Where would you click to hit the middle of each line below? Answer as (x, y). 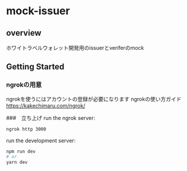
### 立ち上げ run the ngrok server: (51, 118)
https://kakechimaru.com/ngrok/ (46, 106)
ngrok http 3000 (26, 129)
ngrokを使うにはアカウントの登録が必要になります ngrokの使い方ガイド (94, 99)
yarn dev (17, 162)
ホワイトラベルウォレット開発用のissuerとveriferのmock (75, 48)
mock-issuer (38, 11)
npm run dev (21, 151)
